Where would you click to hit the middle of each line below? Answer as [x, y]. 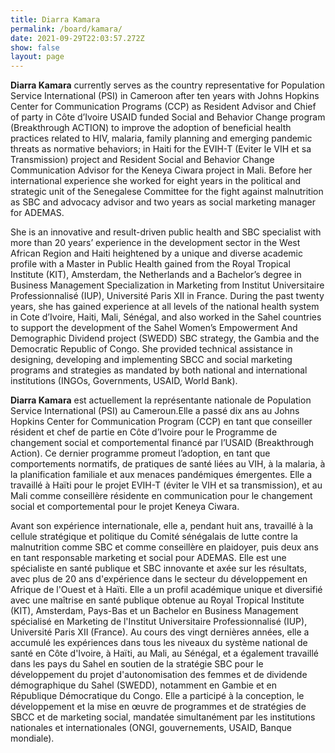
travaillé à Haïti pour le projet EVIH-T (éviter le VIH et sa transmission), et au [166, 485]
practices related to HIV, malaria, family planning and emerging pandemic [161, 138]
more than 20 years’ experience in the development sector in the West [155, 243]
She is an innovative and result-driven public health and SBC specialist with [166, 232]
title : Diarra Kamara [55, 19]
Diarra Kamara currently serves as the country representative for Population [167, 85]
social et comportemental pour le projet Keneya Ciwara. [125, 507]
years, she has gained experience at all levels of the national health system [165, 307]
